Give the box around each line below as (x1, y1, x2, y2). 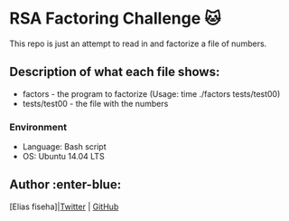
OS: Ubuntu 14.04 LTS (22, 151, 106, 162)
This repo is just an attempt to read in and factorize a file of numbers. (9, 38, 267, 49)
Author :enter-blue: (9, 177, 122, 193)
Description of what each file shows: (9, 64, 220, 80)
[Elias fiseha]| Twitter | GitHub (9, 201, 119, 212)
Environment (9, 120, 68, 133)
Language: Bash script (22, 141, 107, 152)
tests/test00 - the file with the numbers (22, 98, 169, 109)
